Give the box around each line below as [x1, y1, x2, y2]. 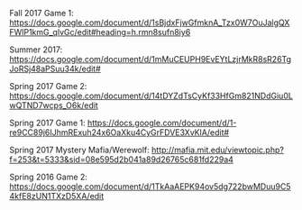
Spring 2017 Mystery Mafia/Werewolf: [9, 144, 151, 155]
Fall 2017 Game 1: [9, 8, 74, 18]
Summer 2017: [9, 44, 63, 55]
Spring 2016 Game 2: [9, 171, 88, 182]
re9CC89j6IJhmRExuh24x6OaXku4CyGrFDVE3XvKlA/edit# [9, 127, 230, 138]
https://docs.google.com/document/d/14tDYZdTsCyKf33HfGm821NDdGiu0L [9, 90, 293, 101]
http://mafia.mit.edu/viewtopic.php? [151, 144, 284, 155]
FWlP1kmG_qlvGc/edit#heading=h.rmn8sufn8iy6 [9, 27, 191, 37]
